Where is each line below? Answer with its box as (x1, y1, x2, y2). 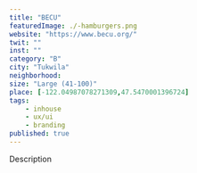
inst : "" (9, 46, 42, 55)
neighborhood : (9, 71, 62, 80)
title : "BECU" (9, 12, 62, 22)
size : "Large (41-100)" (9, 79, 98, 88)
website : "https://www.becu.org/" (9, 29, 138, 38)
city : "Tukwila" (9, 63, 70, 72)
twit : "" (9, 37, 42, 47)
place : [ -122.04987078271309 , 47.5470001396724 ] (9, 87, 190, 96)
